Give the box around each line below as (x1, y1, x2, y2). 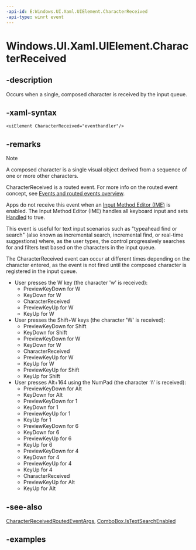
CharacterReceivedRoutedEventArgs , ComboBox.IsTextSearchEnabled (6, 517, 176, 524)
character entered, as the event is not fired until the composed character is (6, 262, 187, 269)
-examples (6, 535, 46, 545)
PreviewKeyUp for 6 (23, 435, 72, 442)
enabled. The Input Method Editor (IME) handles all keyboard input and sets (6, 208, 188, 215)
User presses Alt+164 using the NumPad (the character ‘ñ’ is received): (14, 379, 186, 386)
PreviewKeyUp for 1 (23, 410, 71, 417)
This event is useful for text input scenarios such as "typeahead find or (6, 225, 177, 232)
